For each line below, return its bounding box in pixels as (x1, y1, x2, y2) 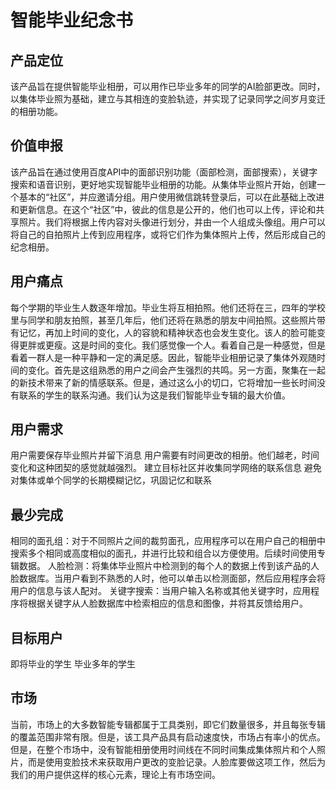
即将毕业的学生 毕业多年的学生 (10, 658, 136, 670)
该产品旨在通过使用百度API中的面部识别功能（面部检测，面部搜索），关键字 (10, 166, 318, 178)
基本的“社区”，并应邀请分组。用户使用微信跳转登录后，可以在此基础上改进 (18, 191, 325, 203)
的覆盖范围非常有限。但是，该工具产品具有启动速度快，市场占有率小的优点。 (10, 731, 326, 743)
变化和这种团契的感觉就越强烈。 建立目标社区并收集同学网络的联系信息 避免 (10, 462, 322, 474)
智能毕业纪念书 (10, 9, 134, 32)
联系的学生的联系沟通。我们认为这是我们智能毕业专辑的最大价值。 (18, 389, 291, 401)
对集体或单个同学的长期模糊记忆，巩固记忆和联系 (10, 474, 212, 486)
